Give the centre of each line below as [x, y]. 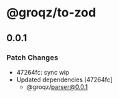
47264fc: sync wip [43, 72]
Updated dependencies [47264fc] [65, 79]
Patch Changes [32, 58]
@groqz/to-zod [51, 13]
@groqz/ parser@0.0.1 [57, 86]
